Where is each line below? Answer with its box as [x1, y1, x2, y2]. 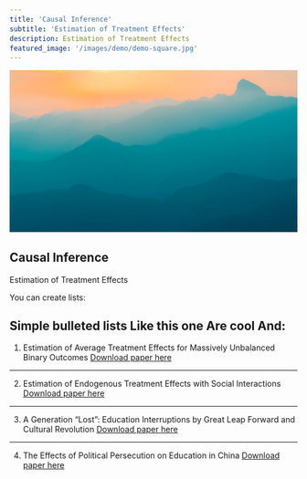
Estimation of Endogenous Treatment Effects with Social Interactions [22, 379, 281, 390]
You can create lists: [9, 292, 87, 303]
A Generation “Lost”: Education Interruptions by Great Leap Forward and [22, 414, 295, 425]
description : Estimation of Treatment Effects [9, 34, 190, 43]
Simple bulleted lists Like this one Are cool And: [9, 318, 286, 333]
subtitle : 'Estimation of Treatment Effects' [9, 24, 185, 34]
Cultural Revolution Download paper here [22, 424, 178, 435]
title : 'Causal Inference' [9, 15, 112, 24]
